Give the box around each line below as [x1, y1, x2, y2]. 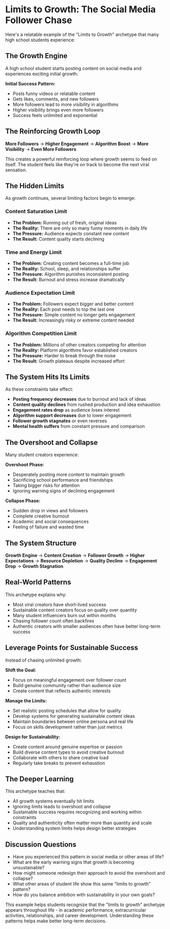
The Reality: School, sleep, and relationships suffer [12, 265, 121, 271]
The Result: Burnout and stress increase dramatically [12, 276, 125, 282]
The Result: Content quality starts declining [12, 236, 104, 242]
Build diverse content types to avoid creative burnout [12, 749, 124, 755]
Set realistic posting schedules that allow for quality [12, 707, 121, 714]
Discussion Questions [5, 840, 76, 849]
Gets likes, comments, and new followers [12, 96, 99, 102]
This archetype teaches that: [5, 788, 66, 795]
